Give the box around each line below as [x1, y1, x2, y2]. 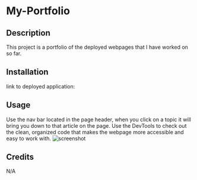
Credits [6, 152, 34, 162]
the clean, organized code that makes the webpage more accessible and [6, 128, 184, 135]
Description [6, 28, 50, 38]
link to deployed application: [6, 83, 75, 90]
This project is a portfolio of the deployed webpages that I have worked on [6, 43, 189, 50]
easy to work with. [6, 135, 52, 142]
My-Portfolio [6, 4, 70, 18]
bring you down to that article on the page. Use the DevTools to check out [6, 122, 187, 129]
